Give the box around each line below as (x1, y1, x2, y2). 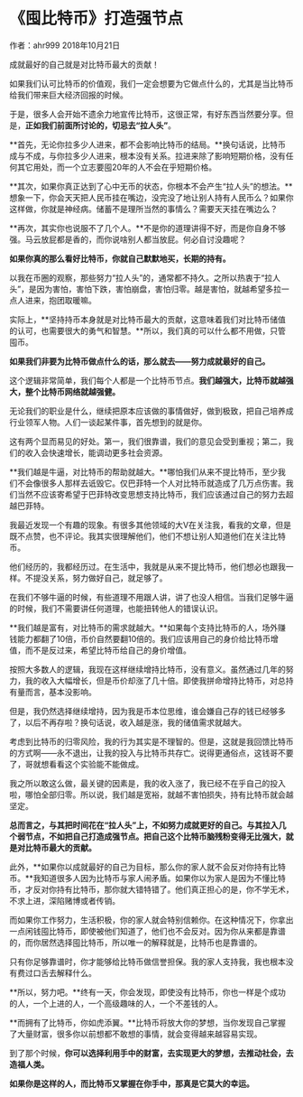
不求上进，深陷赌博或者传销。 (9, 895, 120, 906)
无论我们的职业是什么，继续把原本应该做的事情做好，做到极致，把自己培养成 (9, 405, 294, 416)
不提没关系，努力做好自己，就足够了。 (24, 572, 168, 583)
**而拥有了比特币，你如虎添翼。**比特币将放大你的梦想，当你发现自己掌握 (9, 1017, 287, 1027)
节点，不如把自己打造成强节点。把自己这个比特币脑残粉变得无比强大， (24, 831, 286, 841)
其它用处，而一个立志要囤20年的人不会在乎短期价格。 (16, 162, 217, 172)
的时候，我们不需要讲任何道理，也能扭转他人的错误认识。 (9, 602, 223, 614)
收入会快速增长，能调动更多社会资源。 (24, 447, 168, 458)
